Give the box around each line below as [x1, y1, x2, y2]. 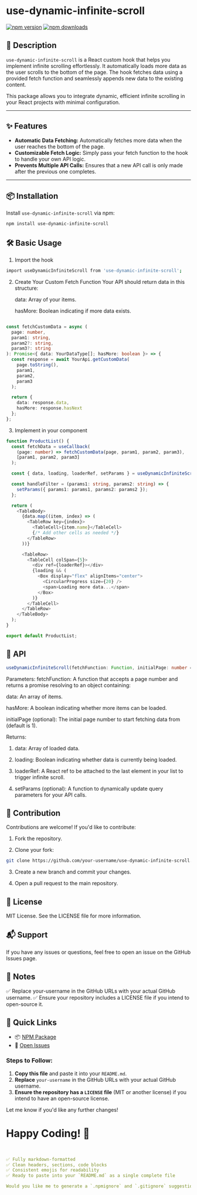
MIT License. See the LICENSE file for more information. [6, 912, 142, 919]
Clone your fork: [14, 847, 55, 854]
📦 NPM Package [14, 1034, 57, 1041]
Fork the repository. [14, 835, 63, 842]
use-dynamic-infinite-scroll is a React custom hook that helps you [6, 56, 171, 63]
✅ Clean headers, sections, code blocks [6, 1162, 107, 1168]
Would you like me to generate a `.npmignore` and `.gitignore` [6, 1183, 167, 1189]
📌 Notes [6, 972, 36, 982]
